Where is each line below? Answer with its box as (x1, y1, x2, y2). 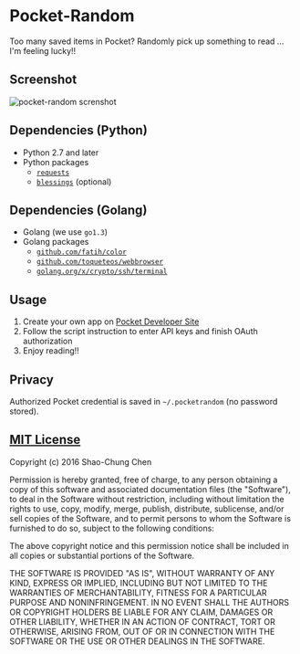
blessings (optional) (36, 175, 112, 187)
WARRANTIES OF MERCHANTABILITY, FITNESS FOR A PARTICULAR (9, 586, 267, 598)
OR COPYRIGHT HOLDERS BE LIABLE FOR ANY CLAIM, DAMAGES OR (9, 607, 274, 617)
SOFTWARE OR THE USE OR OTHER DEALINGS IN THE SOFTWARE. (9, 636, 265, 647)
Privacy (9, 372, 55, 387)
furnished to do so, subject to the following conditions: (9, 522, 214, 533)
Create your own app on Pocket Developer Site (22, 316, 200, 327)
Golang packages (22, 237, 89, 248)
